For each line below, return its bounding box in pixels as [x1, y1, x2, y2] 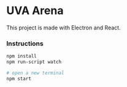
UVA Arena [6, 4, 64, 18]
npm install [6, 53, 37, 59]
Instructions [6, 39, 44, 48]
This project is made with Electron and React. [6, 24, 121, 31]
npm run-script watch [6, 59, 62, 65]
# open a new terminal [6, 70, 64, 76]
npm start [6, 75, 32, 81]
